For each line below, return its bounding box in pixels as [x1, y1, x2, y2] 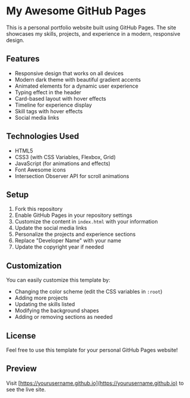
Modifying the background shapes [14, 307, 99, 314]
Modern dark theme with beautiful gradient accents [14, 76, 141, 83]
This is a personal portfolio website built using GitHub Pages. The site [6, 24, 176, 31]
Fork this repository [14, 206, 63, 213]
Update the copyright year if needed [14, 243, 104, 251]
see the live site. [6, 385, 46, 393]
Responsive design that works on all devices [14, 70, 123, 77]
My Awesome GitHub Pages [6, 4, 147, 18]
